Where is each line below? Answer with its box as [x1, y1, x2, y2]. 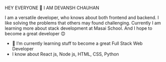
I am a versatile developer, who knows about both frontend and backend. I [5, 15, 159, 20]
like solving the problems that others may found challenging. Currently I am [5, 20, 161, 26]
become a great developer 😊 [5, 31, 66, 36]
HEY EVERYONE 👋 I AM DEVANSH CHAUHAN [5, 5, 99, 11]
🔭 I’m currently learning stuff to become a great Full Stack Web [12, 40, 143, 46]
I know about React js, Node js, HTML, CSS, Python [12, 51, 119, 57]
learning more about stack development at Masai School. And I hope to [5, 25, 152, 31]
